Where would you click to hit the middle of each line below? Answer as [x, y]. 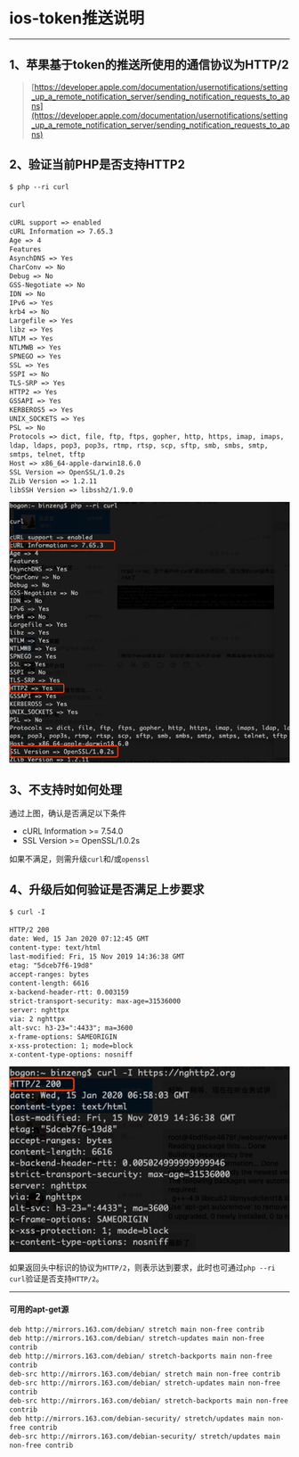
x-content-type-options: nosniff [71, 1054]
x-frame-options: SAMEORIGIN [63, 1037]
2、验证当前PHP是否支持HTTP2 [97, 165]
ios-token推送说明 [77, 18]
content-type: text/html [55, 947]
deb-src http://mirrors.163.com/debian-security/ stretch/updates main [145, 1436]
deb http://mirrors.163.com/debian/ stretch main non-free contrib [137, 1329]
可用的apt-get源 [39, 1309]
